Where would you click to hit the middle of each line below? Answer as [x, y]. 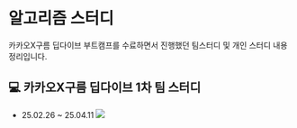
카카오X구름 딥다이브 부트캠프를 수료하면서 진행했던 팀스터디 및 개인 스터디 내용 [148, 45]
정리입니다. [28, 56]
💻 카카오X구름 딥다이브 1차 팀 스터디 [105, 88]
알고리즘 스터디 [61, 18]
